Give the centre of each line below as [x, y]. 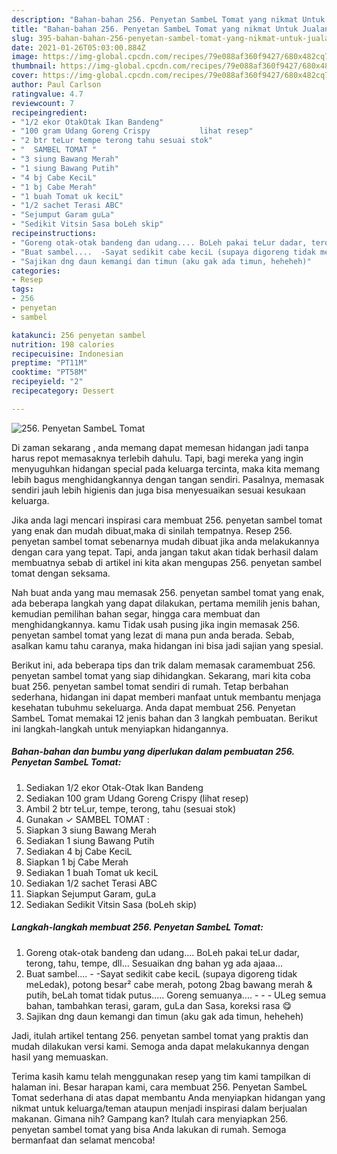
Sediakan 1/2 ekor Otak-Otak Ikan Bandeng [114, 787]
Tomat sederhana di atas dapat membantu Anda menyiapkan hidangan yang [168, 1097]
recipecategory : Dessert [63, 391]
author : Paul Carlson [56, 85]
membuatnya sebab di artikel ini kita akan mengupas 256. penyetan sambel [166, 562]
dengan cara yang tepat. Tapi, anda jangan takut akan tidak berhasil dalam [165, 552]
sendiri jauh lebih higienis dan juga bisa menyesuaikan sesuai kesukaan [158, 490]
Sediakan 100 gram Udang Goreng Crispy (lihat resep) [137, 798]
